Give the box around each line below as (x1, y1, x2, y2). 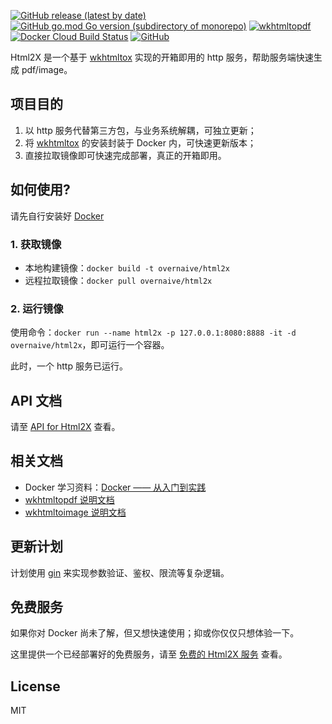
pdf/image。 (21, 64, 73, 75)
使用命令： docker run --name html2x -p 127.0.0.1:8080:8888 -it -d (10, 326, 297, 339)
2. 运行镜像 (10, 301, 64, 315)
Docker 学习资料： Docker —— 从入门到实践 (24, 481, 207, 493)
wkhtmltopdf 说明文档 (24, 493, 115, 505)
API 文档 (10, 392, 63, 409)
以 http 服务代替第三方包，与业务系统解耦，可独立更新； (24, 124, 257, 136)
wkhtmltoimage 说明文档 (24, 506, 127, 518)
